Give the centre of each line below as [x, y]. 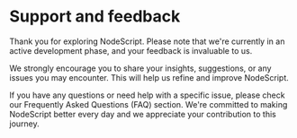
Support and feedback [95, 17]
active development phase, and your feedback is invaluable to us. [131, 50]
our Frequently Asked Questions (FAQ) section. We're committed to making [148, 104]
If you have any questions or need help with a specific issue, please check [147, 95]
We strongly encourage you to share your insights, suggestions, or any [140, 68]
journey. [24, 124]
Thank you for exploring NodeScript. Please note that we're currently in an [147, 41]
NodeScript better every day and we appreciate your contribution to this [143, 114]
